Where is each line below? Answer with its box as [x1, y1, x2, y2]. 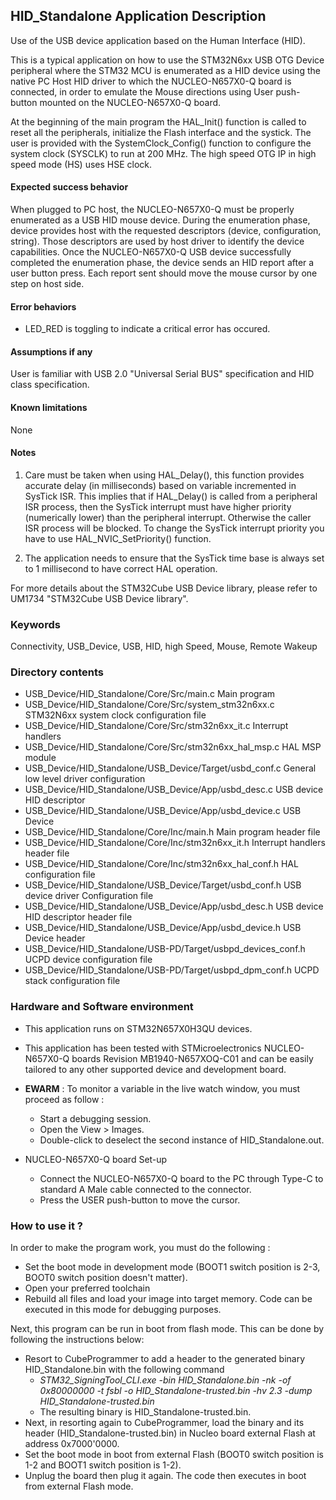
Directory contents [10, 665, 105, 679]
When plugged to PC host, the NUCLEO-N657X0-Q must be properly [10, 204, 295, 216]
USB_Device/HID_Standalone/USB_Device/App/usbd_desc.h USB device [24, 900, 324, 913]
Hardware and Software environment [10, 1000, 194, 1014]
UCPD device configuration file [24, 954, 153, 966]
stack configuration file [24, 975, 121, 987]
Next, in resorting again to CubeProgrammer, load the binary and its [24, 1417, 305, 1429]
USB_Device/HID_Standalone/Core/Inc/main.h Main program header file [24, 826, 321, 838]
